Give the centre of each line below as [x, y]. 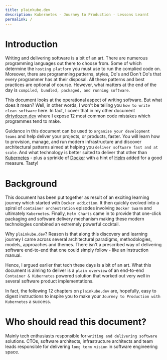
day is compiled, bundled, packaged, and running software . [68, 90]
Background [31, 184]
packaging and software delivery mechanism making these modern [75, 219]
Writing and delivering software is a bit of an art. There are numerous [76, 58]
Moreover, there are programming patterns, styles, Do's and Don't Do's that [83, 74]
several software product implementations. [49, 281]
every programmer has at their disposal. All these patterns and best [75, 80]
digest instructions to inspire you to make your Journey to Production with [83, 296]
